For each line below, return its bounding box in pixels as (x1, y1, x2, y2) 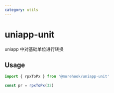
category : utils (4, 7, 38, 12)
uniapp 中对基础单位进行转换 (4, 46, 64, 52)
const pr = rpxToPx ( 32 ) (4, 83, 54, 88)
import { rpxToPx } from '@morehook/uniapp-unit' (4, 74, 110, 79)
